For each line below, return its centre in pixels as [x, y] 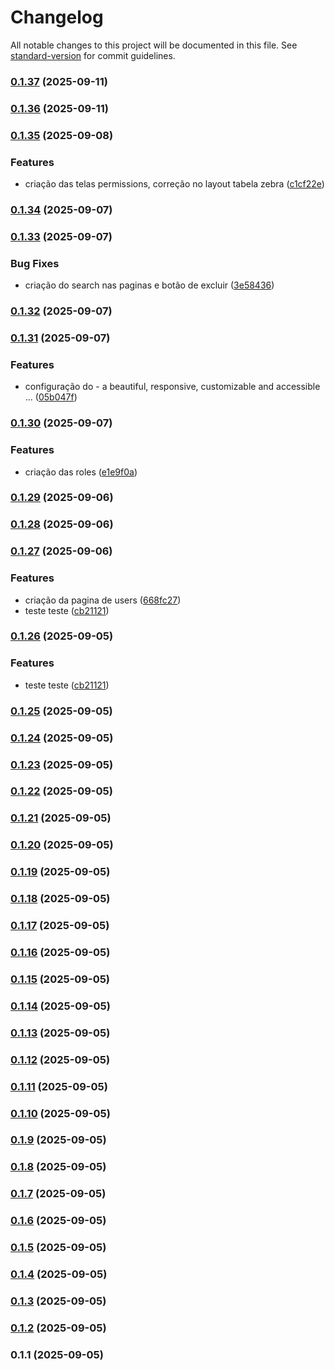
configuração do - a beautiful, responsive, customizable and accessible [172, 387]
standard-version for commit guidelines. [93, 55]
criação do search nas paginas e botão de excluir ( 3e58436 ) [149, 285]
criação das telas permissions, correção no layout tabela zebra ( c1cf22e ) [174, 184]
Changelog [57, 17]
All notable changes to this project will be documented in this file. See [154, 45]
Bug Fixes [35, 263]
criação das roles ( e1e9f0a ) [81, 472]
